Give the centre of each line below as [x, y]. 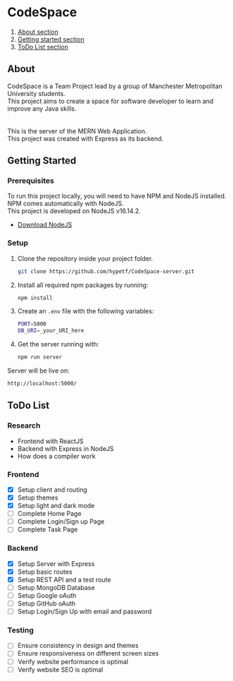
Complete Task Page [48, 529]
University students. [36, 93]
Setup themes [38, 498]
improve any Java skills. [42, 108]
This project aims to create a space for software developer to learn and [111, 101]
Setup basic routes [45, 572]
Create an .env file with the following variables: [86, 311]
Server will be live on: [39, 370]
